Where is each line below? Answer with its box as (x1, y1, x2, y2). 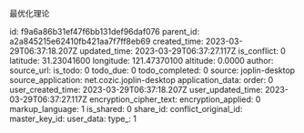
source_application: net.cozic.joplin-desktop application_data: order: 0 (9, 75, 274, 85)
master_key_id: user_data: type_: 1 (9, 113, 137, 124)
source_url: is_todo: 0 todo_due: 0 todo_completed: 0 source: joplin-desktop (9, 65, 296, 76)
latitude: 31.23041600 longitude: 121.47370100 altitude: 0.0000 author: (9, 56, 274, 66)
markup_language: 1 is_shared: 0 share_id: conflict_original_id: (9, 104, 243, 114)
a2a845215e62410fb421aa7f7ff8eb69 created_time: (9, 36, 204, 46)
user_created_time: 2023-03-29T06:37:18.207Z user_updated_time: (9, 85, 264, 95)
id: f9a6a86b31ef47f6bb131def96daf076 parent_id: (9, 26, 200, 36)
